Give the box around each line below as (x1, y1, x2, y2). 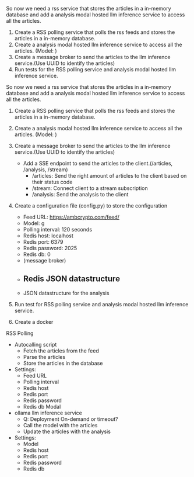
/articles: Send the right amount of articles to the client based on (31, 172, 187, 179)
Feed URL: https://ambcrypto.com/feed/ (23, 213, 119, 220)
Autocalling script (14, 341, 57, 348)
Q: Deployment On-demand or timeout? (23, 415, 118, 423)
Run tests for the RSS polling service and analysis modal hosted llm (14, 66, 177, 72)
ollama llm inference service (14, 409, 83, 416)
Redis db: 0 (23, 251, 51, 258)
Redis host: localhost (23, 232, 74, 239)
